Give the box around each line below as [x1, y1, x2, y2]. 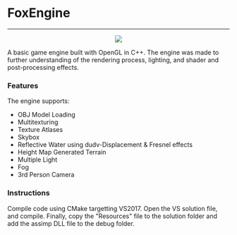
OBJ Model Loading [17, 111, 75, 119]
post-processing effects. [7, 63, 79, 71]
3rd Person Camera [17, 171, 75, 179]
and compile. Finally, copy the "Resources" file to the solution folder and [7, 212, 217, 220]
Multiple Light [17, 155, 58, 164]
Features [7, 80, 39, 90]
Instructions [7, 188, 51, 198]
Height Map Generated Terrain [17, 148, 107, 157]
